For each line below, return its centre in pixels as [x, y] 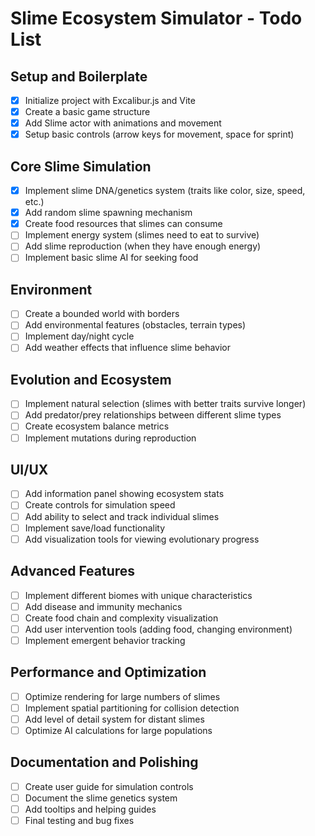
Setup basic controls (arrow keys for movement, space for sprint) [159, 134]
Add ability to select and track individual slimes [122, 516]
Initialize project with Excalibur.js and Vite [110, 100]
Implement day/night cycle [79, 336]
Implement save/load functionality [95, 528]
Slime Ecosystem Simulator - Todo [156, 18]
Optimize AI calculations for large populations [118, 730]
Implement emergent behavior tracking [105, 640]
